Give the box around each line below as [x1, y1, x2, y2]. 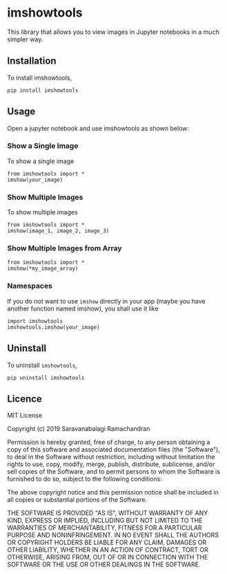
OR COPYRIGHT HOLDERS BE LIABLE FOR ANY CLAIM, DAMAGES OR [7, 538, 207, 547]
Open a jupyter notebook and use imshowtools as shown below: [7, 124, 190, 132]
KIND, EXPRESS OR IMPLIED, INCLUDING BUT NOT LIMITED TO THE [7, 517, 203, 525]
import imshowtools [7, 317, 63, 324]
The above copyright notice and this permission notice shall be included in [7, 488, 219, 497]
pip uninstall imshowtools [7, 374, 85, 381]
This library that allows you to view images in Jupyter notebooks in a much [7, 28, 219, 36]
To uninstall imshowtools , [7, 361, 77, 369]
